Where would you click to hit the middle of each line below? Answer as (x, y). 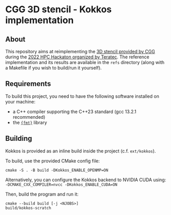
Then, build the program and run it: (42, 194)
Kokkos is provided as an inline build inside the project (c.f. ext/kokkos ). (81, 151)
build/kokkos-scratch (28, 208)
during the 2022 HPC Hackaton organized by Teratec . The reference (77, 57)
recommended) (29, 117)
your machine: (20, 101)
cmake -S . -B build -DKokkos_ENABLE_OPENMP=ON (57, 170)
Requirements (28, 84)
